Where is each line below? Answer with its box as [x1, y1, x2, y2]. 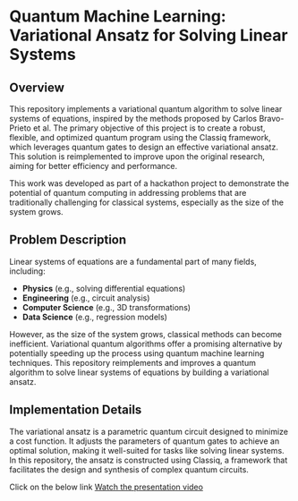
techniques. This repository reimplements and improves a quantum [9, 357, 257, 368]
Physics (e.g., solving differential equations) [21, 283, 186, 293]
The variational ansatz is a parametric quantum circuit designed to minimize [9, 426, 289, 437]
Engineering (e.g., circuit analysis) [21, 293, 150, 303]
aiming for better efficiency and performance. [9, 161, 178, 171]
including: [9, 266, 47, 276]
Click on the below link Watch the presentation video [9, 481, 204, 492]
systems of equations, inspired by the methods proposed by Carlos [9, 114, 258, 123]
